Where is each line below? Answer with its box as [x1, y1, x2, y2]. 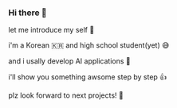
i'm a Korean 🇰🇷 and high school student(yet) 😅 [8, 40, 170, 50]
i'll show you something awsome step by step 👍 [8, 72, 167, 82]
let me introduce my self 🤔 [8, 25, 95, 35]
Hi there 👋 [8, 7, 48, 18]
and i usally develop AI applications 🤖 [8, 56, 131, 66]
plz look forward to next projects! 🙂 [8, 91, 124, 100]
